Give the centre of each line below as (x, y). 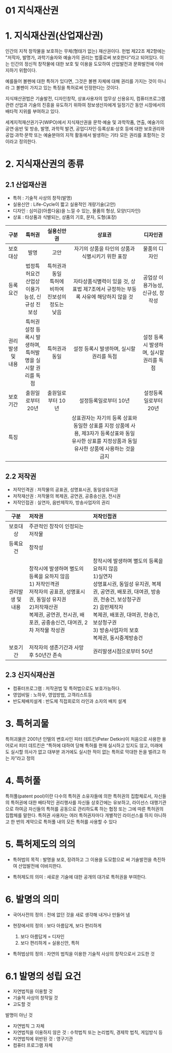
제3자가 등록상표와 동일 (108, 433)
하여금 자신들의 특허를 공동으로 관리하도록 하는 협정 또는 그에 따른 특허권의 (89, 809)
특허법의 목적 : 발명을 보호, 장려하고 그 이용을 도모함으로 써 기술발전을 (82, 859)
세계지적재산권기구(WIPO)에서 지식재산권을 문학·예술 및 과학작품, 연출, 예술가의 (85, 122)
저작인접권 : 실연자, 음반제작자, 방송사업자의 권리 (61, 502)
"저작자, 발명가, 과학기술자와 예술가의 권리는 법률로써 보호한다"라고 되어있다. (82, 57)
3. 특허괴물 (27, 723)
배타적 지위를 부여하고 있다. (33, 111)
